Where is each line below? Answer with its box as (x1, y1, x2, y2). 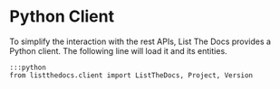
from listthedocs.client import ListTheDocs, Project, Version (9, 70, 254, 80)
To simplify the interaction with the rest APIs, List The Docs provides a (9, 36, 272, 47)
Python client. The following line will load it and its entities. (9, 45, 228, 56)
